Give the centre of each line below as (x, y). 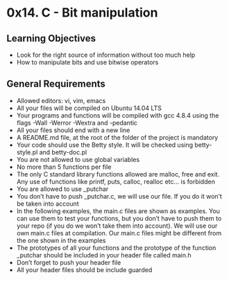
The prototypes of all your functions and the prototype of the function (116, 248)
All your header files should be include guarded (84, 270)
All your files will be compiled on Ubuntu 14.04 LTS (89, 108)
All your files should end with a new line (73, 130)
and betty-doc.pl (63, 152)
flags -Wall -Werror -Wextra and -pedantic (77, 123)
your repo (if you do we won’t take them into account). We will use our (117, 226)
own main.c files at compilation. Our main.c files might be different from (119, 233)
